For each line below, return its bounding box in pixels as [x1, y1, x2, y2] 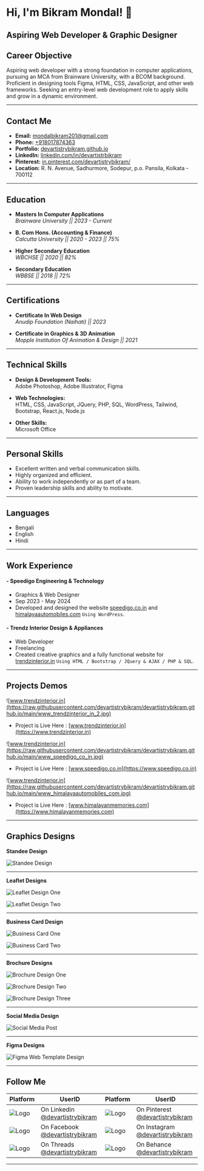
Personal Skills [6, 449, 64, 459]
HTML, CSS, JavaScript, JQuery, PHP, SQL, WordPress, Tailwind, [15, 401, 178, 408]
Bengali [15, 524, 35, 531]
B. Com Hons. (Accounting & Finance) [15, 229, 112, 237]
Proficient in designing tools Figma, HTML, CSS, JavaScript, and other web [6, 79, 194, 87]
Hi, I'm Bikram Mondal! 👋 [6, 5, 132, 20]
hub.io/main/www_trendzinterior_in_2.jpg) [6, 710, 111, 717]
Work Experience [6, 560, 73, 571]
